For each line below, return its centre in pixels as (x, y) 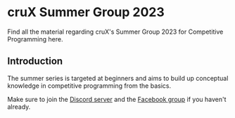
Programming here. (35, 39)
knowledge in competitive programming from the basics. (89, 86)
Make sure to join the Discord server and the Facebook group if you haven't (117, 99)
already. (19, 107)
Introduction (35, 61)
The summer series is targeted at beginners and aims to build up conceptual (118, 78)
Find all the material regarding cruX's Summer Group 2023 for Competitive (115, 32)
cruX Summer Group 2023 (86, 12)
